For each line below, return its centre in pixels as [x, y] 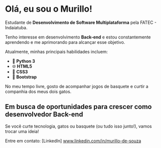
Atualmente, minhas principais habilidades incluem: [56, 52]
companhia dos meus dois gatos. [38, 92]
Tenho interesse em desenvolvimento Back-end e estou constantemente [78, 37]
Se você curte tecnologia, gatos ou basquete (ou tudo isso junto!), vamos [79, 126]
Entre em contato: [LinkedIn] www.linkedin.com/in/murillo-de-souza [73, 141]
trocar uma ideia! [22, 131]
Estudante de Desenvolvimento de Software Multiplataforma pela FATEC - [81, 22]
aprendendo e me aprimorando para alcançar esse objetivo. [65, 42]
